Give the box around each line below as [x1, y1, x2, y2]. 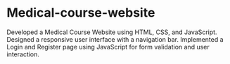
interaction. [6, 50, 40, 58]
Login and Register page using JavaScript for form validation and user [6, 42, 210, 51]
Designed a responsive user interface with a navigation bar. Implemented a [6, 35, 224, 43]
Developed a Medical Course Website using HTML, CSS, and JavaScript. [6, 28, 217, 36]
